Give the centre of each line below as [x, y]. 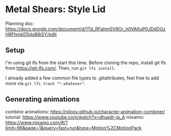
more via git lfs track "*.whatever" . [45, 83]
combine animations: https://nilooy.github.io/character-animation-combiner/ [85, 112]
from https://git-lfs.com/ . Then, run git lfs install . [60, 68]
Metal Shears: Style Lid [55, 9]
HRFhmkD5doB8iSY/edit [31, 34]
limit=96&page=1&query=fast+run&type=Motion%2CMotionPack [74, 128]
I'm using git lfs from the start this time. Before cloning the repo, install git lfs [86, 63]
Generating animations [43, 100]
